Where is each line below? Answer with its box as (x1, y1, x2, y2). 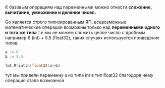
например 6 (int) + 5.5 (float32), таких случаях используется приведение (5, 35, 160, 41)
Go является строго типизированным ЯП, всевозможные (5, 19, 126, 25)
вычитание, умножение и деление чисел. (5, 9, 96, 15)
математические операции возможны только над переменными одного (5, 24, 160, 30)
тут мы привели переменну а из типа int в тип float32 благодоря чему (5, 72, 154, 78)
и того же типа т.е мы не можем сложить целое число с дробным (5, 30, 146, 35)
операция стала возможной (5, 77, 64, 83)
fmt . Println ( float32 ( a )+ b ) (5, 63, 61, 68)
